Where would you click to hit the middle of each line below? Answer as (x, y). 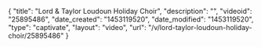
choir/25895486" (36, 35)
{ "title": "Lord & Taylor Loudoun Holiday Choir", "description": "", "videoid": (130, 11)
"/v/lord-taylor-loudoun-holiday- (200, 27)
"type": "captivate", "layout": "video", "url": (77, 27)
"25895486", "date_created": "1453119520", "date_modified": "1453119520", (131, 19)
